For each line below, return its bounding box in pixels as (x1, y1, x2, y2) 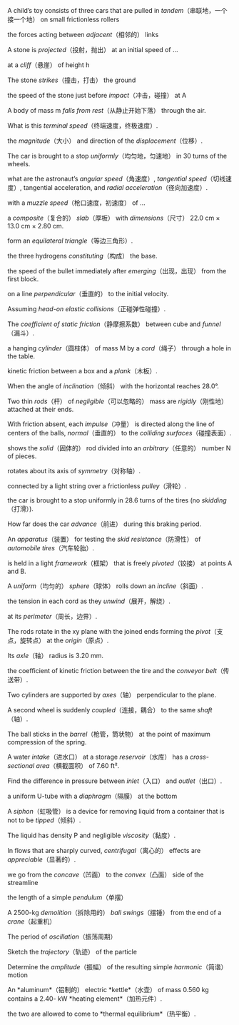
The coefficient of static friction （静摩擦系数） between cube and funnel (7, 320, 221, 328)
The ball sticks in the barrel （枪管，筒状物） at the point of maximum (7, 730, 210, 738)
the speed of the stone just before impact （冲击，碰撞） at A (7, 91, 187, 99)
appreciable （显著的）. (7, 855, 76, 864)
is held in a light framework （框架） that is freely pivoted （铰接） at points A (7, 559, 233, 567)
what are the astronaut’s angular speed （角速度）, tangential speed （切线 (7, 174, 226, 183)
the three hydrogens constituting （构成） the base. (7, 252, 158, 260)
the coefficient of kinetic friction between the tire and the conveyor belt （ (7, 667, 223, 675)
